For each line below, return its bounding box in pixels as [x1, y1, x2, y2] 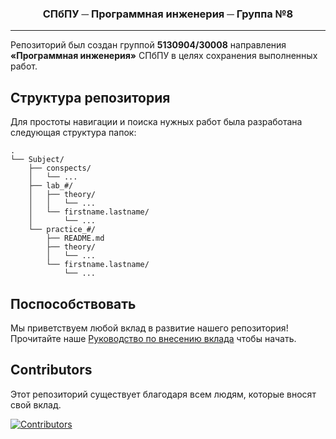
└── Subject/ [10, 155, 65, 165]
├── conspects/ [28, 163, 92, 174]
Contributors [10, 362, 93, 379]
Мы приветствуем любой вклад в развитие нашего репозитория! [10, 322, 289, 334]
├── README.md [46, 233, 105, 244]
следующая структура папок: [10, 127, 137, 139]
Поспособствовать [10, 295, 137, 312]
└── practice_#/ [28, 225, 97, 235]
